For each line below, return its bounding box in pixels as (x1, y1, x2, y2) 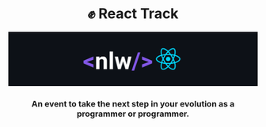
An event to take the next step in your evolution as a (31, 98, 235, 109)
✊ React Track (87, 5, 179, 23)
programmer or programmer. (76, 108, 190, 119)
